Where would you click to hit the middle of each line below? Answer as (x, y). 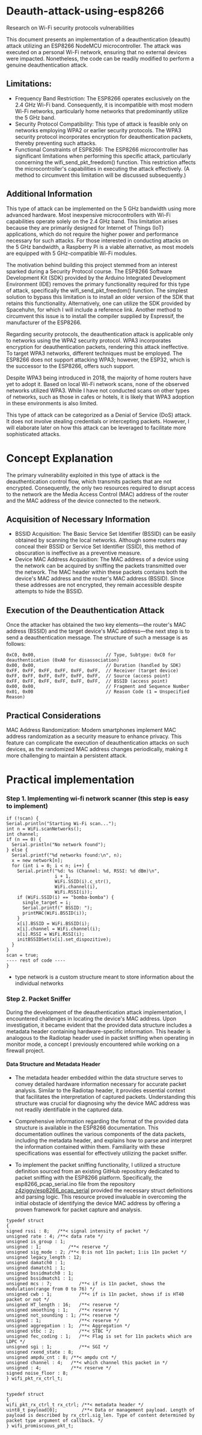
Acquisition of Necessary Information (78, 519)
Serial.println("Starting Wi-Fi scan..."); (62, 824)
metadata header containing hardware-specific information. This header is (99, 1031)
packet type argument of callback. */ (55, 1421)
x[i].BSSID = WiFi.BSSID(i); (54, 924)
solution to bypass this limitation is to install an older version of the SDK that (100, 297)
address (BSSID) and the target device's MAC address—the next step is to (98, 631)
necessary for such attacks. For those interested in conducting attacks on (98, 240)
